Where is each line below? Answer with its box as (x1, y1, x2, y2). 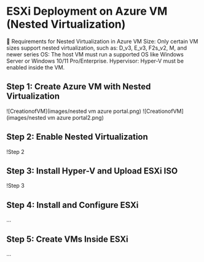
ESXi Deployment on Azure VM (6, 4, 168, 18)
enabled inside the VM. (6, 63, 65, 71)
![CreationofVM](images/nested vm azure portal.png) (6, 107, 141, 115)
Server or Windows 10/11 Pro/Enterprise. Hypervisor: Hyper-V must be (6, 57, 184, 64)
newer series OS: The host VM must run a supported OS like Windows (6, 50, 184, 58)
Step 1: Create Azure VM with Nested (6, 82, 151, 92)
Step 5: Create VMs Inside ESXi (6, 234, 129, 244)
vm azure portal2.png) (47, 114, 104, 121)
